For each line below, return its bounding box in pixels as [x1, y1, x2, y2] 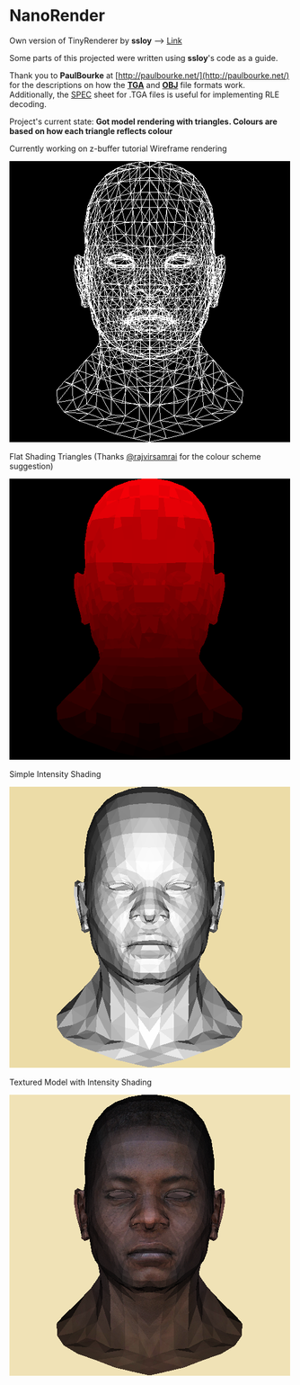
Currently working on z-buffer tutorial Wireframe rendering [9, 143, 227, 154]
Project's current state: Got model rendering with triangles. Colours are [9, 116, 278, 127]
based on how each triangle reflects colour [9, 125, 173, 136]
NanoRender [9, 5, 106, 26]
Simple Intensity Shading [9, 768, 101, 779]
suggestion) [9, 460, 54, 471]
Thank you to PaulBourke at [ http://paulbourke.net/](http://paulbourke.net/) [9, 69, 290, 81]
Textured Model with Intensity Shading [9, 1077, 153, 1087]
